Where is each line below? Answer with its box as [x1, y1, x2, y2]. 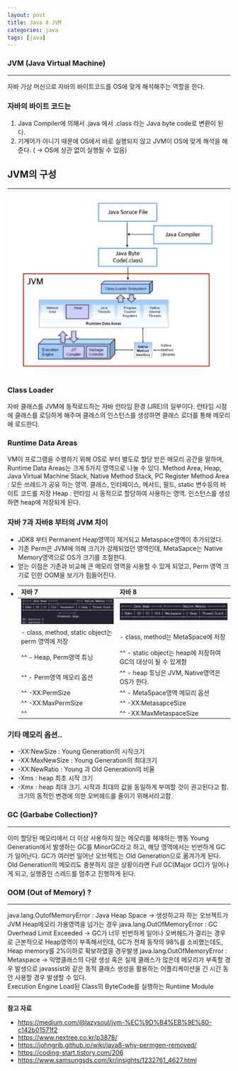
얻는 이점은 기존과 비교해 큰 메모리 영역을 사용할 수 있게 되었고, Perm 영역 [17, 561, 222, 570]
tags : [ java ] [7, 34, 46, 41]
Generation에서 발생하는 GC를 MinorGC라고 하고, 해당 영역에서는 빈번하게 [7, 842, 215, 851]
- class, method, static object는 [21, 628, 113, 637]
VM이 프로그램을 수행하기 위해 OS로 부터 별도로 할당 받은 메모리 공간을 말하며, [7, 455, 225, 463]
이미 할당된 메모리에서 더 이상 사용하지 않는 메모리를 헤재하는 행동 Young [7, 834, 209, 842]
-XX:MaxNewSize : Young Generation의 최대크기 [17, 756, 157, 765]
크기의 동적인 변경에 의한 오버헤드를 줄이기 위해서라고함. [17, 792, 174, 800]
